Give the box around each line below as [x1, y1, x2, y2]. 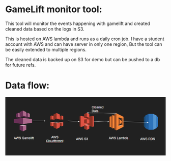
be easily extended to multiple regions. [5, 46, 87, 52]
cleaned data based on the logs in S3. [5, 25, 85, 32]
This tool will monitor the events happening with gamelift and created [5, 20, 150, 26]
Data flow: [5, 80, 50, 91]
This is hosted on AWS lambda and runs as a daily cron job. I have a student [5, 36, 164, 42]
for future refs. [5, 62, 36, 68]
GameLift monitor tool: [5, 4, 103, 15]
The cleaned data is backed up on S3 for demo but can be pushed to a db [5, 56, 160, 62]
